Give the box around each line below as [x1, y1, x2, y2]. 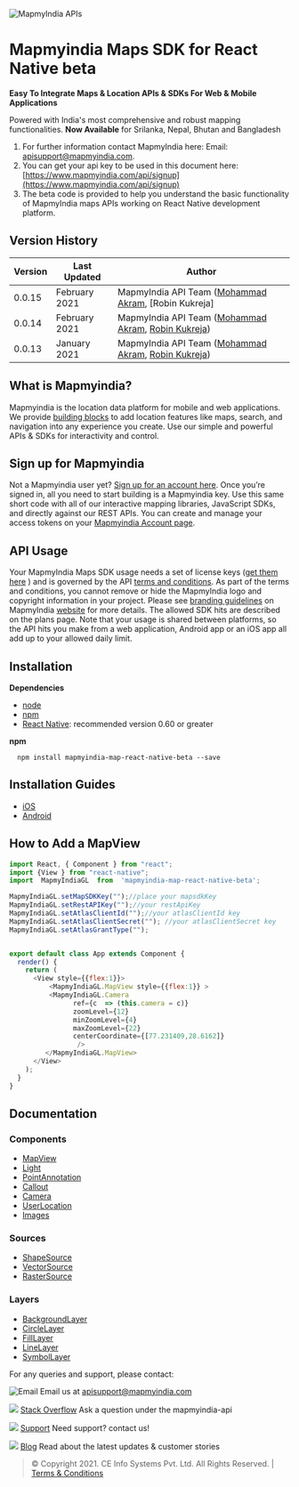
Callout [21, 1182, 49, 1192]
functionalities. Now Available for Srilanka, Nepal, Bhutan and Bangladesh [9, 124, 281, 134]
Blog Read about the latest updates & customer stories [20, 1441, 221, 1451]
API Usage [9, 543, 69, 558]
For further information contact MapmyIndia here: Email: [21, 141, 229, 151]
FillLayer [21, 1332, 53, 1343]
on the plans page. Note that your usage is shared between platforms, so [9, 614, 278, 625]
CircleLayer [21, 1322, 65, 1334]
